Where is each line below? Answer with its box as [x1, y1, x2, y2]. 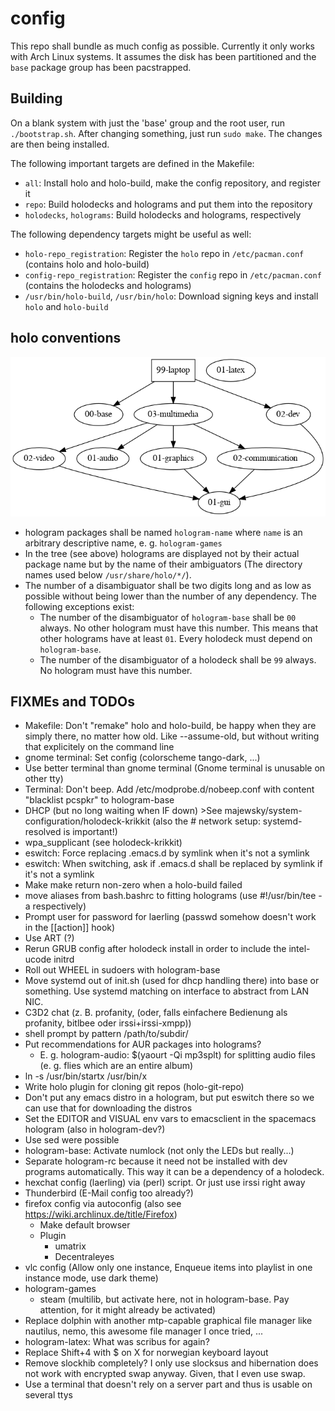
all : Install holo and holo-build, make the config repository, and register [24, 177, 321, 189]
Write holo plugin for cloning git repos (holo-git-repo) [24, 1081, 245, 1093]
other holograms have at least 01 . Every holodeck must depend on [39, 632, 313, 644]
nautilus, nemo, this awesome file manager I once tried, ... [24, 1325, 264, 1337]
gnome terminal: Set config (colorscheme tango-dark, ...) [24, 752, 261, 764]
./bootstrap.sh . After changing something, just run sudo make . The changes [10, 127, 323, 139]
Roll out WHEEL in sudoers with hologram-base [24, 964, 221, 976]
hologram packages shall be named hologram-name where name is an [24, 526, 303, 538]
